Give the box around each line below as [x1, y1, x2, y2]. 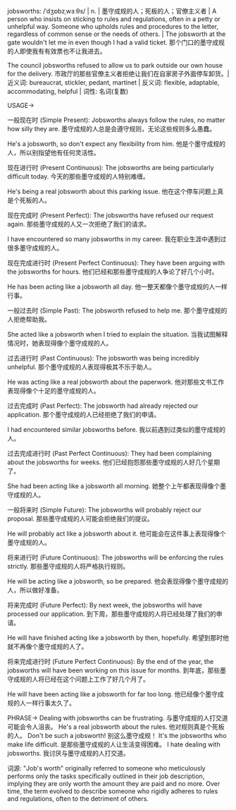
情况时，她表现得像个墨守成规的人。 [7, 339, 113, 347]
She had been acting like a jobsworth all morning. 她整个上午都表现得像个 [7, 482, 221, 490]
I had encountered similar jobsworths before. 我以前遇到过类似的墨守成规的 [7, 425, 226, 433]
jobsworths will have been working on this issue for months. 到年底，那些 [7, 666, 221, 675]
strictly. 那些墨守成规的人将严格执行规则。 [7, 562, 130, 570]
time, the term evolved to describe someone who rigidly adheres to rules [7, 787, 218, 795]
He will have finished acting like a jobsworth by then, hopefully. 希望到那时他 [7, 634, 229, 641]
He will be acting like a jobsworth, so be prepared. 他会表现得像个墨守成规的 [7, 577, 229, 585]
